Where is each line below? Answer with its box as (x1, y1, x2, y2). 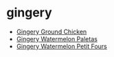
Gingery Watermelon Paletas (16, 34, 98, 43)
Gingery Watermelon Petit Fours (16, 42, 107, 50)
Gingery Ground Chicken (16, 27, 87, 36)
